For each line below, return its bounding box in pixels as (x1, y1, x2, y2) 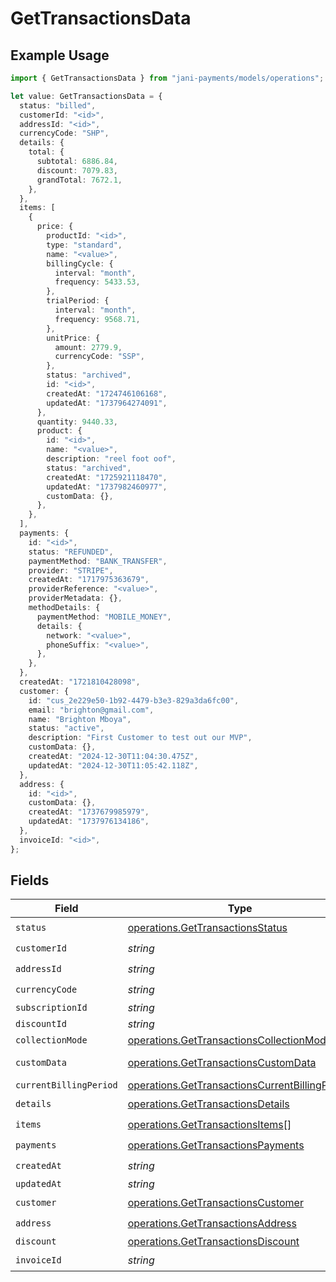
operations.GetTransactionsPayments (127, 1138, 305, 1152)
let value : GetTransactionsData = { (10, 91, 163, 101)
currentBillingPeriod (15, 1080, 118, 1091)
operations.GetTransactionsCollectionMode (127, 1033, 333, 1047)
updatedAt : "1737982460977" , (46, 482, 168, 492)
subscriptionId (15, 1002, 88, 1014)
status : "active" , (28, 723, 105, 734)
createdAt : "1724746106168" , (46, 388, 168, 399)
